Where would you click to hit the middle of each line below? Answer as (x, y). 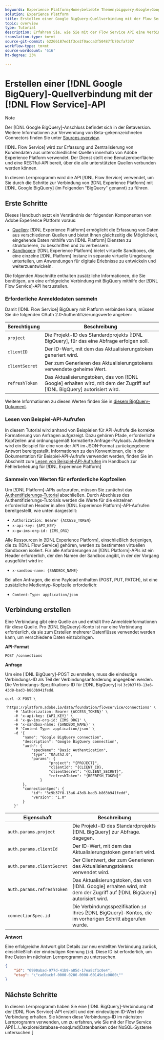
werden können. (21, 168)
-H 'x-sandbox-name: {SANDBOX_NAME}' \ (54, 724)
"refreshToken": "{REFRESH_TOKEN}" (85, 776)
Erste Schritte (26, 203)
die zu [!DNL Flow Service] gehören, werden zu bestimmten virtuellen (75, 545)
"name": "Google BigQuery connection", (63, 737)
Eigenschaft (38, 817)
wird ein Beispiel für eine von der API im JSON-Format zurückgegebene (77, 445)
